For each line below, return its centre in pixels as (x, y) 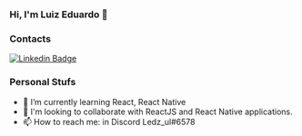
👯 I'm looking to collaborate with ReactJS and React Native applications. (157, 112)
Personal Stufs (43, 83)
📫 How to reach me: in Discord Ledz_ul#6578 (109, 121)
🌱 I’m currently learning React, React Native (104, 102)
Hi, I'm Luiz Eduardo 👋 (59, 15)
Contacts (30, 38)
